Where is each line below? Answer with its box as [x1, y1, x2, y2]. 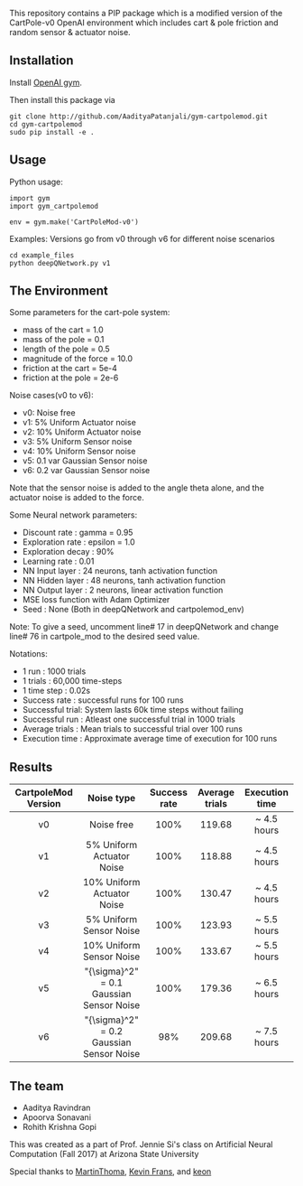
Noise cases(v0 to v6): [9, 390, 94, 401]
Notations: [9, 649, 48, 659]
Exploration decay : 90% [22, 546, 115, 557]
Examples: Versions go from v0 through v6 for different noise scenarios [9, 233, 275, 244]
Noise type [87, 792, 136, 805]
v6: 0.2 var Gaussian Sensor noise [22, 465, 151, 476]
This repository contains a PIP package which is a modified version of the [9, 8, 283, 18]
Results [9, 759, 53, 775]
